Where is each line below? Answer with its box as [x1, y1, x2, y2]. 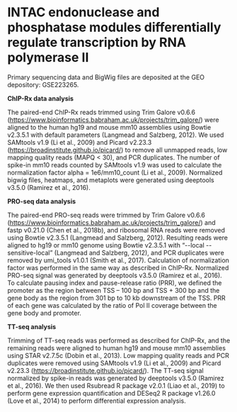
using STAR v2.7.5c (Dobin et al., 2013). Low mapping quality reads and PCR [7, 351, 230, 360]
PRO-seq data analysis [7, 196, 76, 206]
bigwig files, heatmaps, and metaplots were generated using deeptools [7, 175, 214, 184]
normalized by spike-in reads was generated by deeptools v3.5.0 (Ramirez [7, 374, 224, 382]
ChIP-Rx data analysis [7, 94, 74, 103]
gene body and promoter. [7, 308, 81, 317]
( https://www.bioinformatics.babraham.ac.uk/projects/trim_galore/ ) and [7, 218, 216, 227]
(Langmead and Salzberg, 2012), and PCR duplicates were [54, 248, 224, 257]
